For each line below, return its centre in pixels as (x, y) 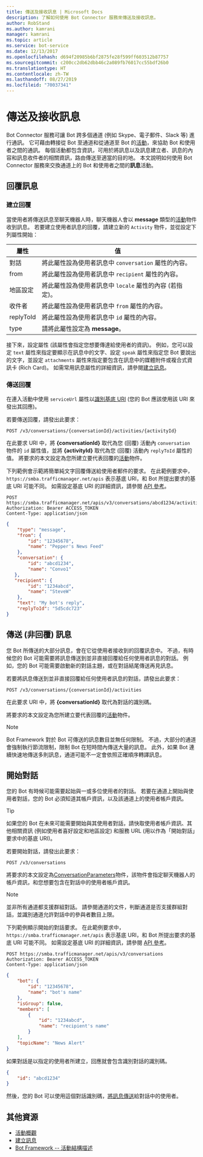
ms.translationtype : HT (36, 68)
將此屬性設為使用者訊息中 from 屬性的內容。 (104, 305)
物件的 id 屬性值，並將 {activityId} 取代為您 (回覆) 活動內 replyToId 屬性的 (99, 450)
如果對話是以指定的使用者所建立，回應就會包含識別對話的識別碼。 (88, 1061)
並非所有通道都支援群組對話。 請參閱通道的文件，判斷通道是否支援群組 (94, 907)
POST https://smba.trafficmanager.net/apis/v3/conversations (85, 954)
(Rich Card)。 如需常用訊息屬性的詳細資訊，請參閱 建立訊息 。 (94, 367)
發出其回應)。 (23, 406)
